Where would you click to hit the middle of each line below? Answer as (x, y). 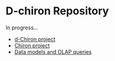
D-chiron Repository (57, 11)
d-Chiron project (35, 39)
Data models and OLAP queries (53, 51)
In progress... (22, 28)
